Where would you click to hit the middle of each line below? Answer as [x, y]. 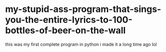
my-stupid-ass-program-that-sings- [83, 9]
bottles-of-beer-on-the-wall [65, 30]
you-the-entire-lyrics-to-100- [69, 20]
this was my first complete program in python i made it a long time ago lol [81, 44]
